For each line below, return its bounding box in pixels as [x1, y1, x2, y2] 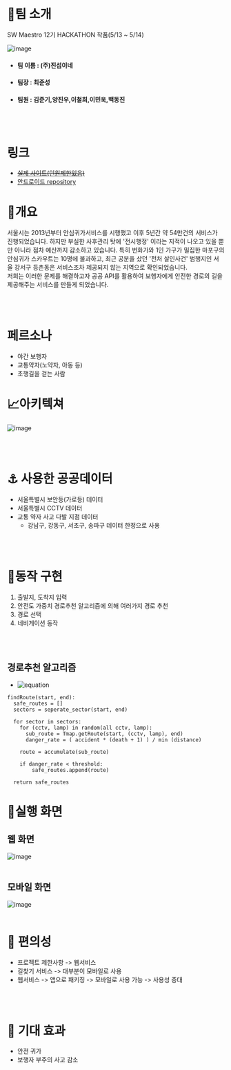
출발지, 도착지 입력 [17, 593, 68, 601]
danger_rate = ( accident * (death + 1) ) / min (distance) [25, 736, 202, 744]
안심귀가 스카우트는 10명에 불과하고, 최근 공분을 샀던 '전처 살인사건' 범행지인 [7, 255, 212, 263]
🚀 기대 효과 [7, 1023, 66, 1038]
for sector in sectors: [13, 718, 81, 725]
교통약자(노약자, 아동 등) [17, 361, 83, 369]
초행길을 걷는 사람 [17, 369, 66, 378]
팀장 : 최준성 [17, 78, 50, 86]
